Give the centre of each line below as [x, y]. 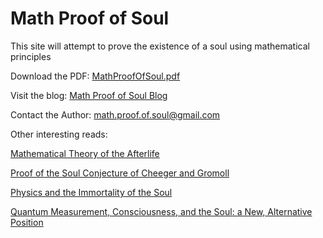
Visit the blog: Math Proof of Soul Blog [89, 95]
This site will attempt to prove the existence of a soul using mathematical [160, 46]
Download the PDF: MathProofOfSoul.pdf [95, 76]
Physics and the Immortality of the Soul [91, 192]
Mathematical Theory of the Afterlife [85, 153]
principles [31, 56]
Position [27, 222]
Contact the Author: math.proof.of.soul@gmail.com [115, 114]
